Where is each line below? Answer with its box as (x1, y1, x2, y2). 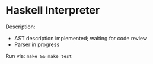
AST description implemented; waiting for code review (14, 34, 148, 41)
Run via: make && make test (5, 52, 72, 59)
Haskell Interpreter (5, 4, 100, 17)
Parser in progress (14, 41, 60, 48)
